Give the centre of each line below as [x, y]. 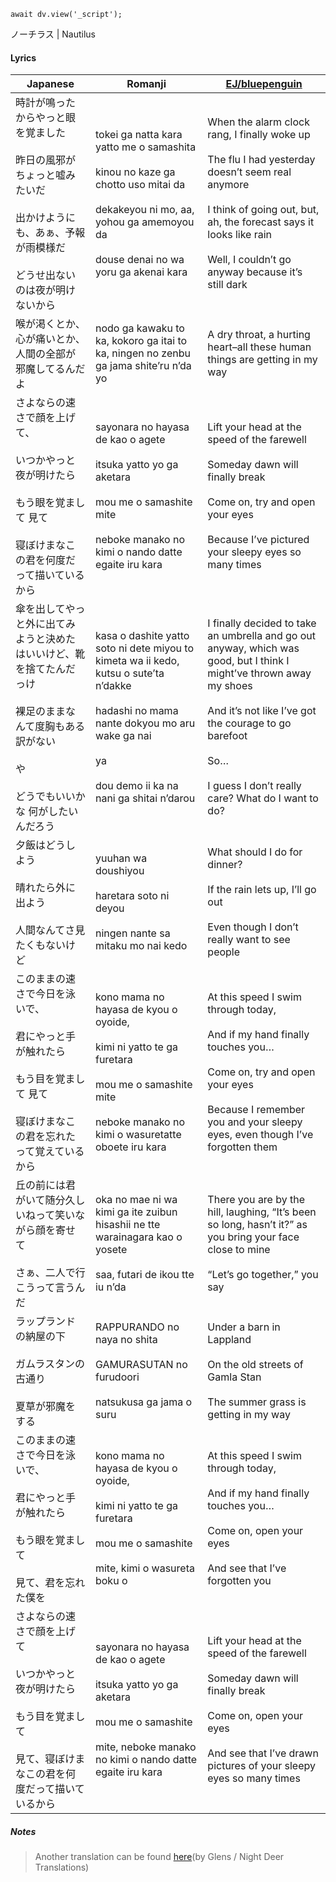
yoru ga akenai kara [141, 272]
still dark [227, 285]
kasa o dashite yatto [142, 636]
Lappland [229, 1340]
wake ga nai [123, 736]
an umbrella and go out [261, 636]
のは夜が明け [46, 290]
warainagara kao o [138, 1237]
